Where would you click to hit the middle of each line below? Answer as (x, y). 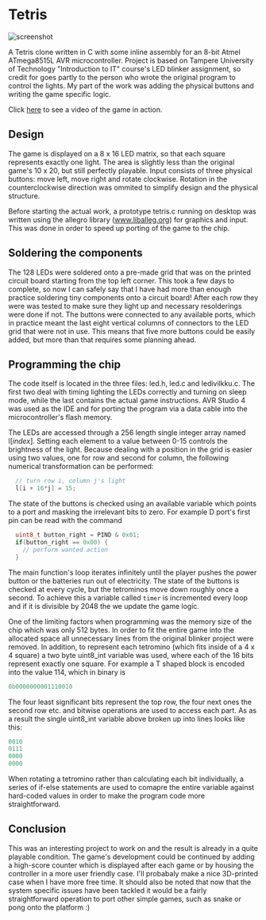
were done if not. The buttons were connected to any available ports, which (132, 314)
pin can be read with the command (65, 521)
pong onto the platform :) (49, 907)
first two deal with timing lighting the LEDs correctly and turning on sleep (127, 392)
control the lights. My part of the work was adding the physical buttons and (131, 86)
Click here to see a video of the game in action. (85, 110)
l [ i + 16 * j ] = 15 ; (46, 489)
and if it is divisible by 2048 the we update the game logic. (104, 606)
